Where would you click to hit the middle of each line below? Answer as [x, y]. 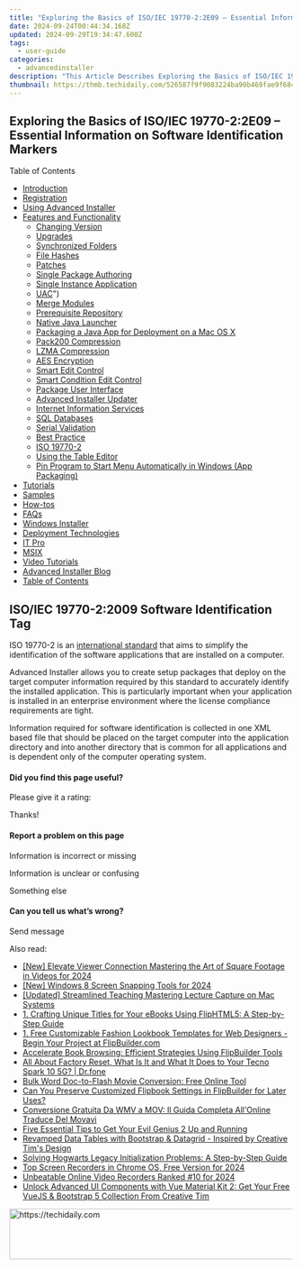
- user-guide [42, 51]
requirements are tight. [52, 711]
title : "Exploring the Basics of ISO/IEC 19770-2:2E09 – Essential [138, 18]
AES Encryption [65, 361]
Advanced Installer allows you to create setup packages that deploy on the [147, 672]
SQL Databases [65, 418]
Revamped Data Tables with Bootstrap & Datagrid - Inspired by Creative [155, 1138]
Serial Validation [66, 428]
